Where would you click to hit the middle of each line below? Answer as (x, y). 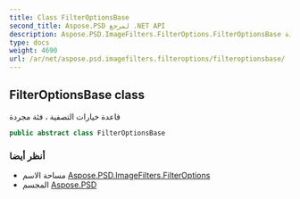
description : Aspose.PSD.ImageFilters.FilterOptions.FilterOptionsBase (145, 34)
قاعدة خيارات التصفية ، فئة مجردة (65, 116)
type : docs (29, 42)
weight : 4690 (33, 51)
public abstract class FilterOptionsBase (87, 133)
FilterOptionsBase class (77, 95)
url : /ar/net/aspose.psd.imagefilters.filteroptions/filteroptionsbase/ (147, 59)
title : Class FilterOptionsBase (69, 17)
